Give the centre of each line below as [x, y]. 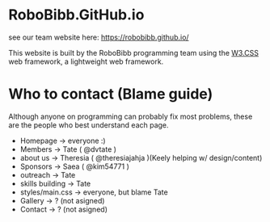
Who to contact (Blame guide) [111, 94]
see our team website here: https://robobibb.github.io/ [99, 37]
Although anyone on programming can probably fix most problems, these [131, 116]
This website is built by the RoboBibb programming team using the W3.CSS [134, 52]
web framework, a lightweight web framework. [86, 61]
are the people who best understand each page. [89, 125]
